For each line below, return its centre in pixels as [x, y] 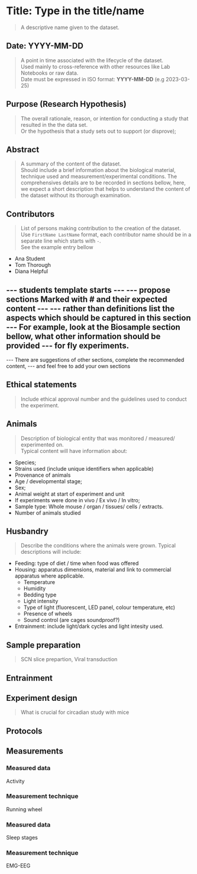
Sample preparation [43, 645]
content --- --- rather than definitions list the [91, 309]
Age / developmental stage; [49, 481]
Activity [15, 781]
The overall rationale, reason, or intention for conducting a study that [104, 118]
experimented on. [42, 444]
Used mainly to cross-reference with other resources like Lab [95, 66]
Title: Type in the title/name [75, 11]
